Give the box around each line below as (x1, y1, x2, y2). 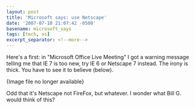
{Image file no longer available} (6, 78, 85, 85)
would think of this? (6, 96, 56, 103)
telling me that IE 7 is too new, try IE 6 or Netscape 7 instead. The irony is (6, 60, 188, 67)
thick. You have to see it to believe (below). (6, 66, 114, 73)
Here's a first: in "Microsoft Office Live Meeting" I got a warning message (6, 54, 190, 60)
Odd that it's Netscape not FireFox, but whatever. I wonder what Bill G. (6, 90, 182, 97)
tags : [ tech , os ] (6, 31, 50, 37)
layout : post (6, 8, 39, 15)
